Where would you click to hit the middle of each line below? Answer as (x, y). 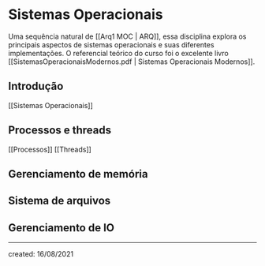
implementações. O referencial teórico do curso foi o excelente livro (118, 53)
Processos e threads (60, 131)
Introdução (36, 86)
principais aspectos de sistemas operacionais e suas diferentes (111, 44)
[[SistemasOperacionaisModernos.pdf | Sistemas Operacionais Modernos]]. (132, 62)
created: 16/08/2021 (41, 254)
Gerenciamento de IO (62, 228)
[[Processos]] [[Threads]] (50, 149)
